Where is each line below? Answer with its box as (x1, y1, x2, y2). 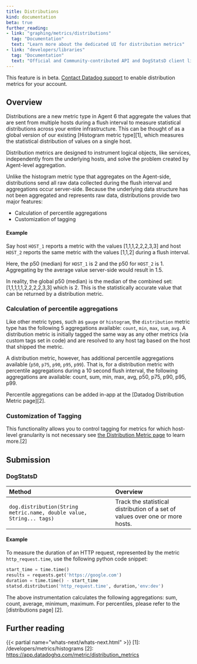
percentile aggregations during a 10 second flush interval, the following (6, 367, 178, 374)
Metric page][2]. (6, 397, 46, 404)
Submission (6, 455, 51, 465)
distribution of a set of (115, 505, 176, 513)
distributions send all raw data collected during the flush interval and (6, 179, 172, 186)
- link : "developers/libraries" (6, 47, 85, 53)
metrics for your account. (6, 80, 67, 87)
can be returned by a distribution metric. (6, 290, 104, 297)
